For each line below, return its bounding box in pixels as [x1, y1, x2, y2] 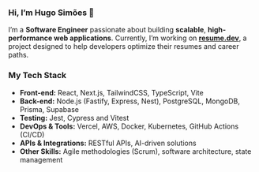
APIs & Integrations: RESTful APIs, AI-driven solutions [19, 138, 197, 148]
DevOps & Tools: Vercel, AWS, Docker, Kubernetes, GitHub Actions [19, 122, 239, 131]
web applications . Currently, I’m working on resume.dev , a [54, 33, 247, 43]
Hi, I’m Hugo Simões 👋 [8, 7, 95, 18]
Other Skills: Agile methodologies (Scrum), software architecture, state [19, 146, 252, 156]
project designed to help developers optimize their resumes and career [8, 42, 239, 51]
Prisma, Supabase [19, 104, 79, 114]
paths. [8, 50, 29, 60]
